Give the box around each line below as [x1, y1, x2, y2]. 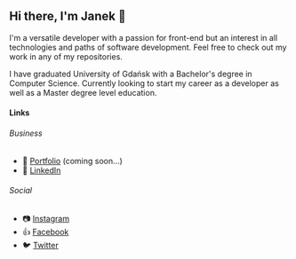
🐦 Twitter [21, 239, 60, 250]
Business [9, 128, 43, 138]
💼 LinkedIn [21, 165, 61, 176]
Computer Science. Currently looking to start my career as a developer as [9, 77, 280, 89]
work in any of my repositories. [9, 51, 123, 62]
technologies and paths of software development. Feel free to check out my [9, 42, 287, 52]
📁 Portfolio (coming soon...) [21, 155, 123, 166]
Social [9, 185, 33, 196]
